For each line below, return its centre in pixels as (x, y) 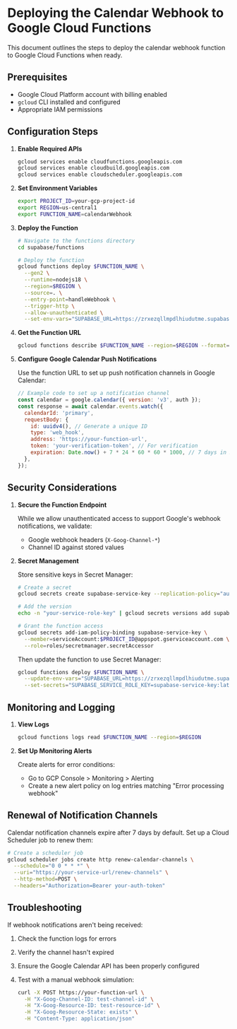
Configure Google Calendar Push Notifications (87, 359)
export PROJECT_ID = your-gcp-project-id (76, 201)
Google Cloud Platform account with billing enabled (92, 94)
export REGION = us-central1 (57, 208)
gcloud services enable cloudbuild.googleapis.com (93, 168)
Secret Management (48, 560)
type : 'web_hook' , (57, 433)
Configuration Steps (53, 132)
